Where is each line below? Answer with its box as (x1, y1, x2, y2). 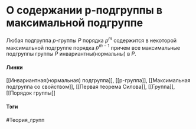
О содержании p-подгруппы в (6, 4, 163, 17)
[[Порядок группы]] (6, 89, 56, 96)
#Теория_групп (6, 116, 45, 123)
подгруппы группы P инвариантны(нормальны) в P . (6, 50, 137, 57)
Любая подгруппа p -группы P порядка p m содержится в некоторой (6, 36, 177, 44)
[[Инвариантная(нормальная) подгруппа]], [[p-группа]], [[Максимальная (6, 77, 191, 84)
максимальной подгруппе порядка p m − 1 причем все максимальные (6, 43, 181, 51)
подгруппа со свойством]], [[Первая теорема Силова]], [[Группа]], (6, 83, 175, 91)
